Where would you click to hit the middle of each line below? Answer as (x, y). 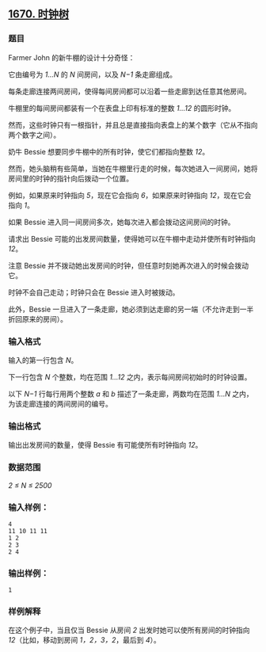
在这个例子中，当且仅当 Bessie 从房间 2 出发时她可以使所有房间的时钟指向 (129, 630)
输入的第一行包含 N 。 (43, 360)
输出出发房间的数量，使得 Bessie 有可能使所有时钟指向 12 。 (105, 445)
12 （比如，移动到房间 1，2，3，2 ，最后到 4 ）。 (84, 640)
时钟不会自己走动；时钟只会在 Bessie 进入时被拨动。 (94, 292)
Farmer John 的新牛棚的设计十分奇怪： (72, 57)
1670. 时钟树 (39, 14)
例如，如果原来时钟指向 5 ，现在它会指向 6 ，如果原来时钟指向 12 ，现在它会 (130, 195)
